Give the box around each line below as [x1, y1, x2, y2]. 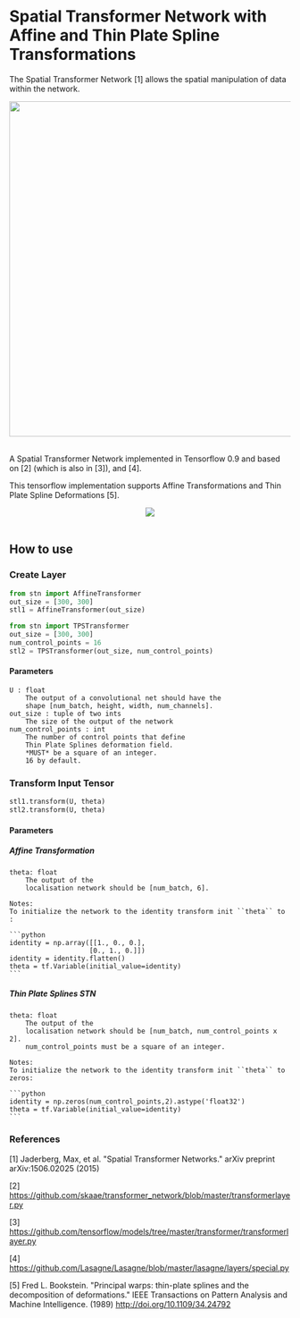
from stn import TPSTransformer [9, 621, 129, 631]
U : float [9, 686, 46, 695]
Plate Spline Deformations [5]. [9, 489, 121, 500]
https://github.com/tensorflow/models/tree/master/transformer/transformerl [9, 1226, 289, 1237]
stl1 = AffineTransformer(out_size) [9, 605, 146, 614]
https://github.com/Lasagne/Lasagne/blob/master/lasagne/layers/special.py [9, 1263, 290, 1273]
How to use [9, 542, 73, 557]
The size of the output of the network [25, 717, 174, 726]
